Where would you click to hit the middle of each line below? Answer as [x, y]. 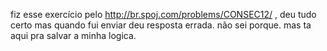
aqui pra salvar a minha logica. [73, 35]
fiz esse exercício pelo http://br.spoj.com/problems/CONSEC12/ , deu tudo [163, 14]
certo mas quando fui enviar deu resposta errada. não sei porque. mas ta [161, 25]
